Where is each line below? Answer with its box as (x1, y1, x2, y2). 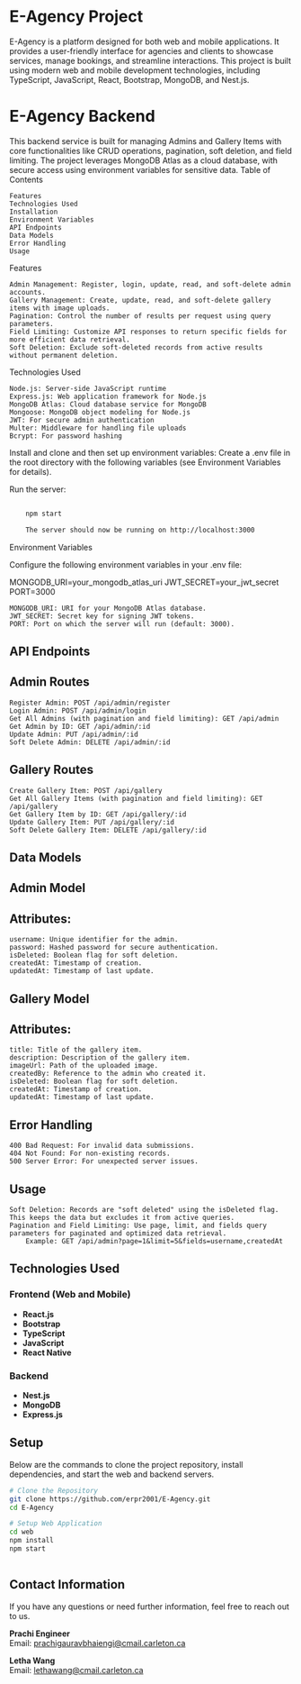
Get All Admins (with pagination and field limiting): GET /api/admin (9, 714, 279, 723)
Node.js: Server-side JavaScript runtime (9, 384, 167, 393)
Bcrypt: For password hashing (9, 431, 123, 441)
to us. (9, 1610, 31, 1621)
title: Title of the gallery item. (9, 1045, 143, 1055)
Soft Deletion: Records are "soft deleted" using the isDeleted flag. (9, 1206, 279, 1215)
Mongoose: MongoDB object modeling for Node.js (9, 407, 191, 416)
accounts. (9, 287, 47, 296)
